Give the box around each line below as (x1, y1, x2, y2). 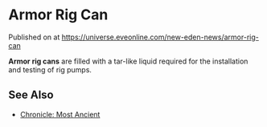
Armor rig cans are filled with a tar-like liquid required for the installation (8, 56, 249, 66)
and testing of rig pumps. (8, 64, 92, 74)
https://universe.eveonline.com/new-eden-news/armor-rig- (61, 32, 259, 42)
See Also (8, 88, 54, 102)
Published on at (8, 32, 60, 42)
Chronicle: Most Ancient (19, 109, 101, 119)
